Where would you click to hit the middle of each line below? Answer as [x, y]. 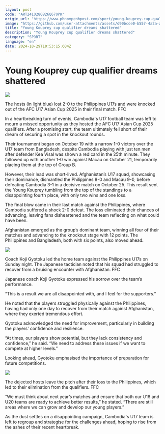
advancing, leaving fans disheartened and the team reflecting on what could [82, 215]
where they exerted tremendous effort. [44, 314]
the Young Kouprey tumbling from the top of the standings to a [68, 190]
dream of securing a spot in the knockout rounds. [55, 134]
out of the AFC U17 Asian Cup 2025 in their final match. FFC [66, 109]
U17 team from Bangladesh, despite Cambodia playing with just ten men [78, 149]
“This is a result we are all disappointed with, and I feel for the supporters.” [81, 293]
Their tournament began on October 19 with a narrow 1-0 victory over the [79, 144]
